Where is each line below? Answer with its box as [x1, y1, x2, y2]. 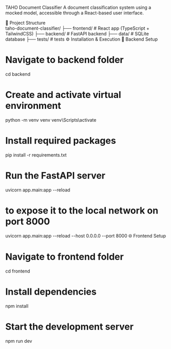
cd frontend [5, 268, 30, 274]
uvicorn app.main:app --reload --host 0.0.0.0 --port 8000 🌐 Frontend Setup [5, 232, 166, 239]
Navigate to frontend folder [5, 251, 124, 262]
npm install [5, 303, 29, 309]
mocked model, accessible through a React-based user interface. [5, 10, 144, 16]
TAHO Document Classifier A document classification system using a [5, 5, 151, 10]
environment [5, 100, 62, 112]
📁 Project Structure [5, 20, 46, 26]
